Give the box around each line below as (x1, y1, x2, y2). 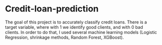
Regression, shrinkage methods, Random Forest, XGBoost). (5, 34, 124, 40)
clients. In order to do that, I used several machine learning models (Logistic (5, 29, 157, 35)
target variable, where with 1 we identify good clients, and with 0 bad (5, 24, 144, 30)
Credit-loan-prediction (5, 3, 99, 14)
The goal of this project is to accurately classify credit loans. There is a (5, 19, 147, 25)
